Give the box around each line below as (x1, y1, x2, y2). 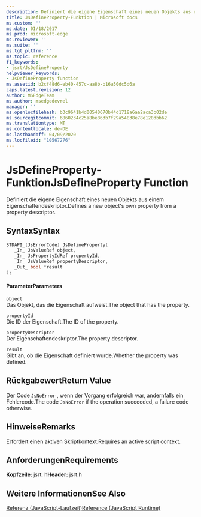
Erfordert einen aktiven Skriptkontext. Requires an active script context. (6, 438, 181, 445)
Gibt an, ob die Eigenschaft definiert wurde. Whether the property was (6, 352, 178, 359)
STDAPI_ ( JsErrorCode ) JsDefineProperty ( (6, 241, 109, 248)
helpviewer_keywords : (6, 70, 60, 76)
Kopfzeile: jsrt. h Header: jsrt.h (6, 471, 82, 478)
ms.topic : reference (6, 53, 58, 59)
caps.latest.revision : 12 (6, 87, 71, 93)
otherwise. (6, 404, 33, 411)
